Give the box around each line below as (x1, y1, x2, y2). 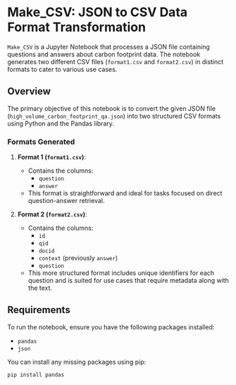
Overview (7, 85, 51, 97)
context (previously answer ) (38, 254, 118, 262)
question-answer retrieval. (27, 197, 105, 205)
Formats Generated (7, 137, 75, 147)
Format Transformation (7, 19, 147, 35)
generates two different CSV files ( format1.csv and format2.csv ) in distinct (7, 57, 224, 66)
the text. (27, 283, 53, 293)
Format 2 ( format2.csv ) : (17, 210, 87, 219)
